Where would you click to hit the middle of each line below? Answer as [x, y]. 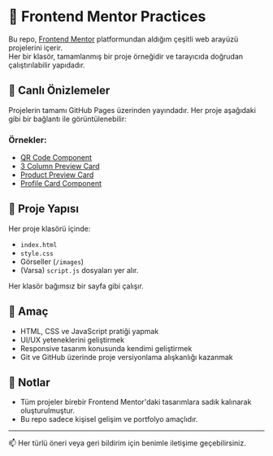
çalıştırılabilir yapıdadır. [47, 65]
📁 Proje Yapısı [44, 209]
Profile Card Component [61, 184]
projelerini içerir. [36, 47]
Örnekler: [28, 140]
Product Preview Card [57, 175]
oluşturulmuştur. [48, 410]
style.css [37, 254]
